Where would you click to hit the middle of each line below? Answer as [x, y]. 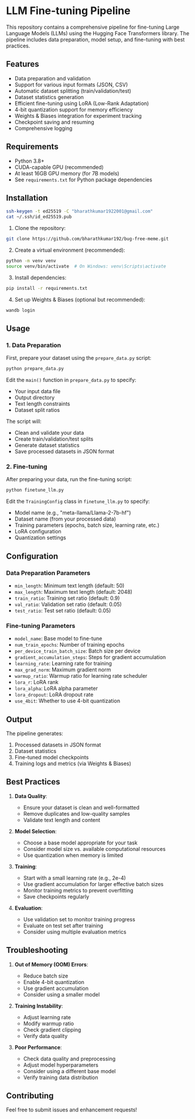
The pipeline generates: [35, 733]
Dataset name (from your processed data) [65, 519]
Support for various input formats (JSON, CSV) [71, 84]
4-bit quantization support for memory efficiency [73, 109]
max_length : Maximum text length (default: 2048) [73, 591]
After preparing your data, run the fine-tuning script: [69, 479]
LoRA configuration [38, 532]
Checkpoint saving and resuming [54, 122]
